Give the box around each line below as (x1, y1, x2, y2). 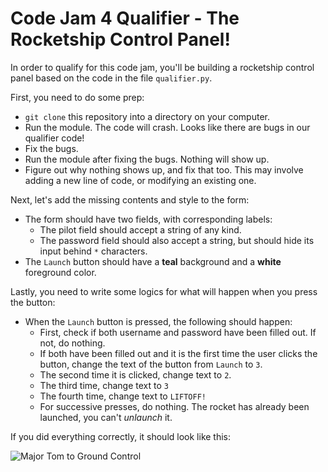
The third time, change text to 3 (39, 379, 169, 391)
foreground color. (24, 266, 97, 278)
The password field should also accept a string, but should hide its (39, 234, 315, 246)
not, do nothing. (39, 337, 106, 349)
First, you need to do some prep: (10, 91, 145, 103)
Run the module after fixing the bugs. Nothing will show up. (24, 153, 270, 165)
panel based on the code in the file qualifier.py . (10, 72, 213, 84)
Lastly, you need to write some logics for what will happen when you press (10, 285, 318, 297)
